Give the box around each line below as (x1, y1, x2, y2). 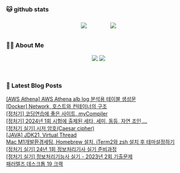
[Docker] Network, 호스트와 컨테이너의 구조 (6, 103, 107, 110)
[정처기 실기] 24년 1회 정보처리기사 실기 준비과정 (6, 145, 117, 152)
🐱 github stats (6, 5, 49, 13)
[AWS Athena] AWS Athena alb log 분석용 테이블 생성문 (6, 95, 137, 102)
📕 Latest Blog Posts (6, 82, 63, 90)
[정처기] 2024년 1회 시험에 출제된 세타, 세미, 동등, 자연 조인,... (6, 117, 148, 124)
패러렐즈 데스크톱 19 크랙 (6, 160, 63, 167)
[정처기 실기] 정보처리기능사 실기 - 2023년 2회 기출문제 (6, 152, 133, 160)
